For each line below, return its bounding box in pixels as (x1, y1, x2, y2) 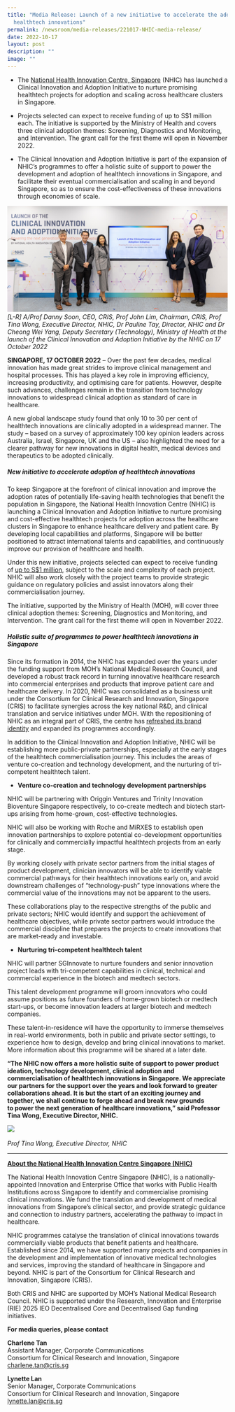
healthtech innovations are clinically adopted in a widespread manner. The (7, 422, 222, 430)
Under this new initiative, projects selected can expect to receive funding (7, 558, 218, 566)
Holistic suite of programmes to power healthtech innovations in (7, 632, 199, 640)
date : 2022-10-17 (7, 34, 58, 41)
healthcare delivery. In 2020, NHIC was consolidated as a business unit (7, 686, 213, 696)
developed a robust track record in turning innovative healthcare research (7, 672, 220, 680)
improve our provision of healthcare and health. (7, 544, 145, 553)
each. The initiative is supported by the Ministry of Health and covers (17, 119, 217, 127)
